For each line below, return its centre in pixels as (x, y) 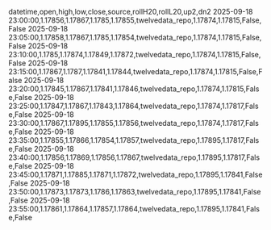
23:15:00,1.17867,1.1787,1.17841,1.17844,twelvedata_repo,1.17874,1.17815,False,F (135, 71)
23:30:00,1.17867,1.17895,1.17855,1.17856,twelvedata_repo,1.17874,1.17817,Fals (134, 123)
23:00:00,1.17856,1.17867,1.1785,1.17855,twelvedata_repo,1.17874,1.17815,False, (135, 20)
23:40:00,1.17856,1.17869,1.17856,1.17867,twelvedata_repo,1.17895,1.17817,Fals (134, 157)
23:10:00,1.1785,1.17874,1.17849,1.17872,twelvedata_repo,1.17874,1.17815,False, (135, 54)
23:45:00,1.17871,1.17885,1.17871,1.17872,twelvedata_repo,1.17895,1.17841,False (135, 174)
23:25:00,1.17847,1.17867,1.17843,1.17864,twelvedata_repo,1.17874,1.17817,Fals (134, 106)
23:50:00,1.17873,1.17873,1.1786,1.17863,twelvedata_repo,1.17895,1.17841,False (135, 192)
